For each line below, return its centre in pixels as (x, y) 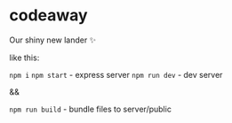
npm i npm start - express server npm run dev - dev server (116, 74)
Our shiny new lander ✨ (52, 40)
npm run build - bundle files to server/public (90, 109)
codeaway (48, 15)
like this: (24, 58)
